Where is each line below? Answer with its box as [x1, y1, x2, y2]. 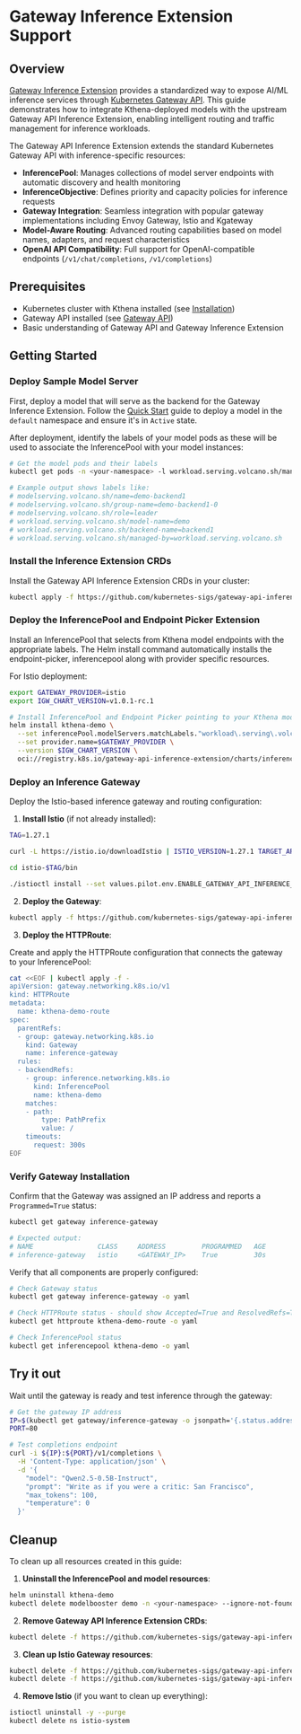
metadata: [9, 999, 47, 1008]
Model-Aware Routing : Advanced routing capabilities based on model [21, 224, 282, 235]
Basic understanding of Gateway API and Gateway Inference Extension [21, 321, 284, 333]
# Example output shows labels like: [9, 483, 150, 493]
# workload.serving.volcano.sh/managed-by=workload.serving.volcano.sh [9, 533, 282, 542]
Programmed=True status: [9, 1201, 97, 1211]
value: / [41, 1124, 74, 1133]
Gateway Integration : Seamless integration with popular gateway [21, 206, 264, 216]
